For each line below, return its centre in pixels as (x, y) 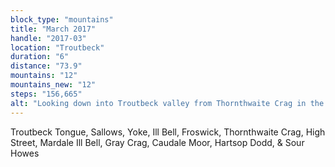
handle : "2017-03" (48, 38)
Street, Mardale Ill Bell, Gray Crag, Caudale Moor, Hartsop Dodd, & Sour (157, 142)
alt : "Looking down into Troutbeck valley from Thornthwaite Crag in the (167, 103)
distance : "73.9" (46, 66)
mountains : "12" (44, 76)
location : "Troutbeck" (57, 47)
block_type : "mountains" (62, 19)
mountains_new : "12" (53, 85)
